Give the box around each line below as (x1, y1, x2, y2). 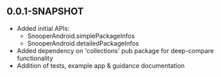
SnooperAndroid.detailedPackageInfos (27, 38, 140, 48)
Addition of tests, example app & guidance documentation (16, 61, 185, 69)
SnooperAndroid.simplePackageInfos (27, 31, 135, 40)
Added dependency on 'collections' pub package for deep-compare (16, 46, 215, 55)
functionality (16, 54, 53, 62)
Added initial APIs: (16, 24, 70, 32)
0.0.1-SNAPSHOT (6, 6, 84, 17)
